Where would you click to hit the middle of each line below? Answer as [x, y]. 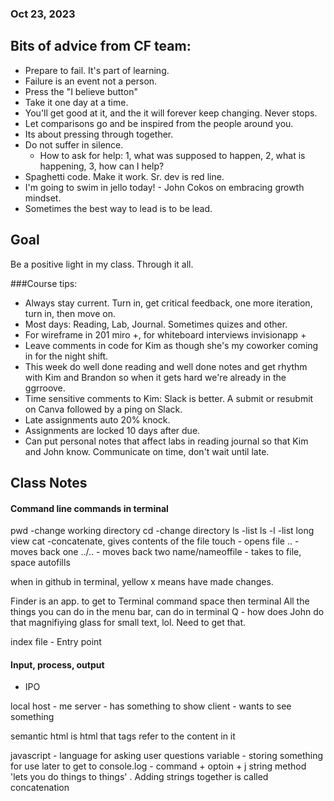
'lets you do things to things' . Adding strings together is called [139, 777]
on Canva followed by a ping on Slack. [103, 409]
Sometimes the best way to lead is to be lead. [118, 208]
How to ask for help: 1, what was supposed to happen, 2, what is [172, 155]
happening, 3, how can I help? [102, 166]
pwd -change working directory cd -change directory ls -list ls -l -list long [162, 531]
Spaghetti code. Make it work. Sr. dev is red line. [124, 176]
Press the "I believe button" [81, 91]
